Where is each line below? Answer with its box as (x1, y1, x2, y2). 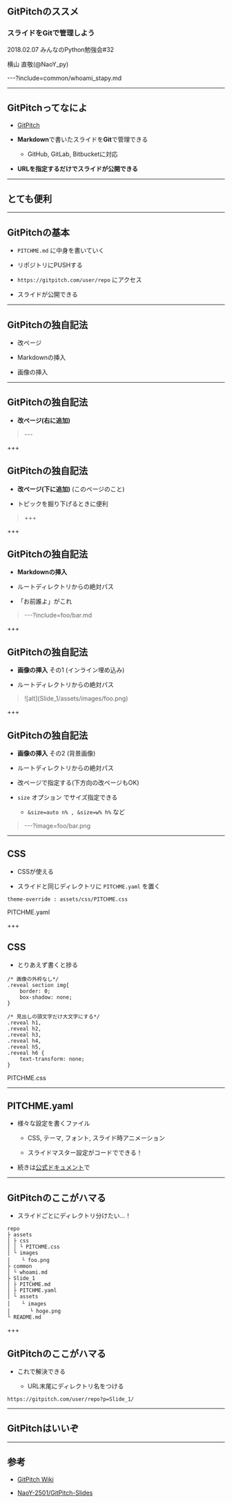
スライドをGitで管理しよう (7, 28, 95, 38)
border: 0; (19, 988, 51, 995)
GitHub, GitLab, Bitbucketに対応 (27, 150, 119, 158)
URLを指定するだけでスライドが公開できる (17, 164, 138, 173)
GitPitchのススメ (7, 6, 79, 18)
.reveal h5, (7, 1043, 41, 1051)
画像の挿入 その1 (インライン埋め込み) (17, 666, 125, 674)
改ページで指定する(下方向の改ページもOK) (17, 778, 139, 787)
